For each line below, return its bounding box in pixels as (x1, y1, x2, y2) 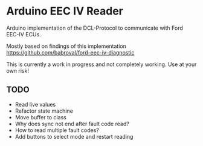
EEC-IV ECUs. (6, 30, 41, 38)
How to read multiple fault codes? (14, 126, 100, 134)
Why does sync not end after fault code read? (14, 120, 130, 127)
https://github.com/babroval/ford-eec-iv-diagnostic (6, 48, 135, 56)
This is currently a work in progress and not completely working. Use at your (6, 61, 197, 68)
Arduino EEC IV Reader (6, 4, 124, 18)
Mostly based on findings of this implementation (6, 42, 127, 50)
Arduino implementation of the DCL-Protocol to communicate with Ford (6, 24, 183, 32)
